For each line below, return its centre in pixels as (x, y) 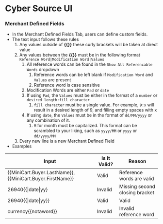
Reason (137, 161)
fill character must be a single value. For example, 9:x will (94, 105)
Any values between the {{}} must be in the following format (80, 55)
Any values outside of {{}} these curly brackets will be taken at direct (89, 45)
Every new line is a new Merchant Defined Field (67, 141)
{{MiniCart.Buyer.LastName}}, (41, 172)
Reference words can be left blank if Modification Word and (93, 75)
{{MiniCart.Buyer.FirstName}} (41, 179)
